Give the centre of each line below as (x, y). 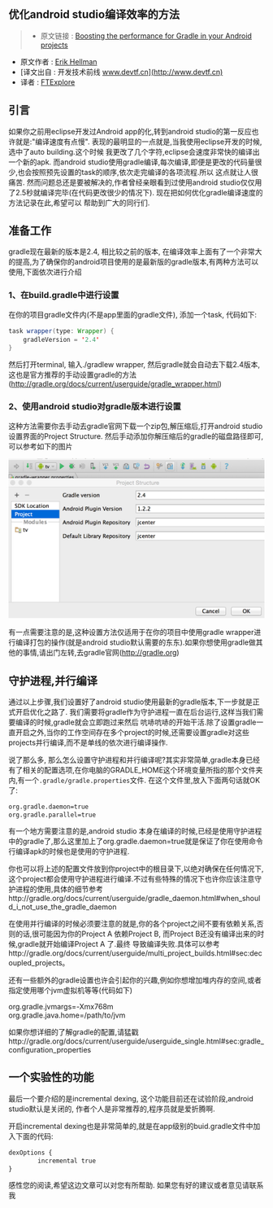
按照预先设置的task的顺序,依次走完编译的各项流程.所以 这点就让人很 (145, 172)
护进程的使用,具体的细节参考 (56, 889)
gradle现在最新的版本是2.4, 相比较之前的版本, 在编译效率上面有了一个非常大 (135, 252)
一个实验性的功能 (51, 1077)
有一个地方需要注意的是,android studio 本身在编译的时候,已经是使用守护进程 (135, 831)
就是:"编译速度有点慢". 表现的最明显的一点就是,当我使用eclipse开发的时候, (139, 142)
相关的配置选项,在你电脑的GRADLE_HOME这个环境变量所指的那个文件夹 (143, 770)
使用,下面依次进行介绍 (45, 272)
